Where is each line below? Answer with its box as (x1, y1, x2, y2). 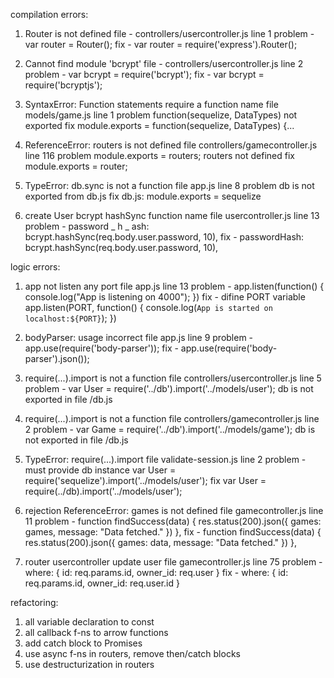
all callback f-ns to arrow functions (24, 627, 169, 638)
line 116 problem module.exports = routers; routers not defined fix (24, 150, 296, 161)
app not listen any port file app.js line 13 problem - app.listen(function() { (24, 280, 325, 292)
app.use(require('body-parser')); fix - (24, 342, 179, 354)
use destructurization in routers (24, 659, 155, 670)
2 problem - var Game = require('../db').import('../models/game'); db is (24, 424, 316, 435)
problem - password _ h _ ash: (24, 220, 150, 232)
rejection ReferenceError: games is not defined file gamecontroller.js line (24, 505, 324, 516)
